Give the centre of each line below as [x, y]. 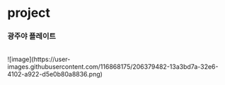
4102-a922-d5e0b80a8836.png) [55, 74]
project [29, 13]
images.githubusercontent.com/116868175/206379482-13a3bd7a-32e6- [113, 67]
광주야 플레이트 [32, 37]
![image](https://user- [39, 59]
